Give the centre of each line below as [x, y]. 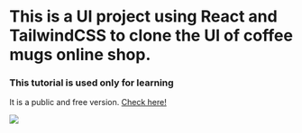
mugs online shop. [80, 55]
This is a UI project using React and [143, 17]
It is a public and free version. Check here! [88, 102]
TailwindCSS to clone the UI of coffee [151, 35]
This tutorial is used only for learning [92, 83]
